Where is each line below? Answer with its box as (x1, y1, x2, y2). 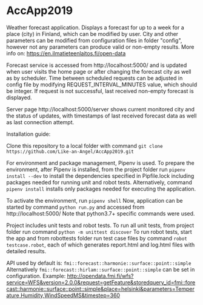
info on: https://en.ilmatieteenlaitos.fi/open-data (6, 49, 126, 57)
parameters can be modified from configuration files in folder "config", (6, 37, 182, 44)
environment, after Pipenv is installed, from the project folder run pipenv (6, 166, 186, 173)
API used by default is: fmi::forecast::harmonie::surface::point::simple (6, 259, 191, 267)
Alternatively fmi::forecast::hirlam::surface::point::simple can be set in (6, 265, 195, 273)
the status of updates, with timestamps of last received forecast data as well (6, 112, 197, 119)
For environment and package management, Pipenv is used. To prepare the (6, 159, 195, 166)
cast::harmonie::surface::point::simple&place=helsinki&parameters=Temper (6, 285, 195, 292)
